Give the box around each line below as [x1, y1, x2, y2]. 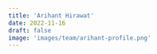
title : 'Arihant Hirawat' [8, 11, 94, 20]
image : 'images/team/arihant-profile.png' [8, 33, 151, 42]
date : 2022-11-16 [8, 19, 66, 27]
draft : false [8, 26, 52, 34]
